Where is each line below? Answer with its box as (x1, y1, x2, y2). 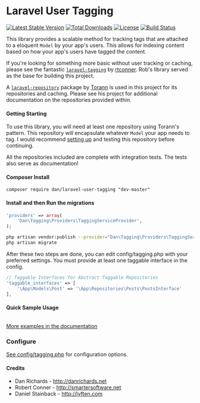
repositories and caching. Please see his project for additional (6, 90, 158, 97)
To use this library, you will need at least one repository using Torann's (6, 123, 180, 130)
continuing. (6, 142, 34, 149)
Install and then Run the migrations (6, 199, 95, 206)
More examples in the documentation (6, 322, 98, 329)
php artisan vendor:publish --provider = (6, 234, 108, 240)
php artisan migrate (6, 240, 58, 246)
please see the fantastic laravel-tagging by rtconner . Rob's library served (6, 65, 189, 73)
